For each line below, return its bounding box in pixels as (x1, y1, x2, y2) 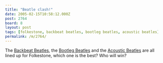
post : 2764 (5, 16, 27, 21)
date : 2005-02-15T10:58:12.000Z (5, 12, 70, 16)
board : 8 (5, 20, 23, 26)
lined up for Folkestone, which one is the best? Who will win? (5, 52, 127, 58)
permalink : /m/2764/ (5, 34, 47, 39)
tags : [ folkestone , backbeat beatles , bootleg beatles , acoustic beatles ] (5, 30, 160, 34)
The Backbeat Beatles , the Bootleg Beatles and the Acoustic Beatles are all (5, 47, 155, 53)
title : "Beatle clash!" (5, 7, 53, 12)
